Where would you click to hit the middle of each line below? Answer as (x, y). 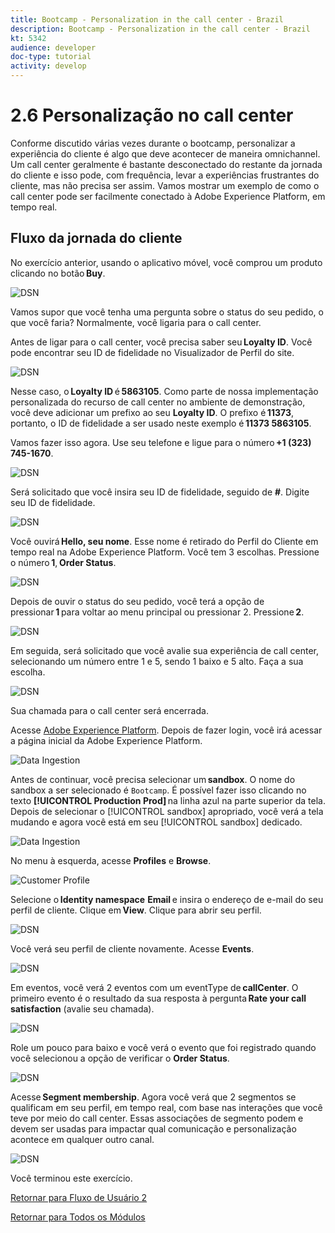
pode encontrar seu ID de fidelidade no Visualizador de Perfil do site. (152, 352)
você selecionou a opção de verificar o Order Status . (120, 1058)
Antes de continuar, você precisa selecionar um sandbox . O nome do (153, 779)
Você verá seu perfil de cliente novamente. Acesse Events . (132, 948)
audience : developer (53, 47)
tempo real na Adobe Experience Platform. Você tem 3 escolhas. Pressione (165, 552)
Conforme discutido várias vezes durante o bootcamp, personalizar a (153, 143)
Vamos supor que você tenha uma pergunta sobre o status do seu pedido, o (167, 312)
